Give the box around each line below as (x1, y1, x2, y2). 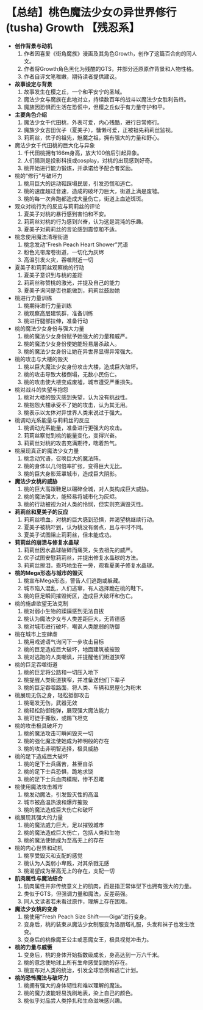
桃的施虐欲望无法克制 (14, 599, 68, 607)
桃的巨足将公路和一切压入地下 (23, 668, 99, 676)
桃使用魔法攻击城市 (14, 783, 63, 790)
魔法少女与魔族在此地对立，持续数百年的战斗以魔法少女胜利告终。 (23, 95, 190, 103)
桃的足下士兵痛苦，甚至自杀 (23, 760, 94, 767)
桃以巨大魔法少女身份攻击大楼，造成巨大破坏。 (23, 363, 141, 370)
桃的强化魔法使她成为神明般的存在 (23, 737, 110, 744)
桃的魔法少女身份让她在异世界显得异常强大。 (23, 348, 137, 355)
